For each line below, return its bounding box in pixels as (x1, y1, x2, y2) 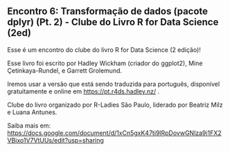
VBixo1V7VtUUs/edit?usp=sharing (7, 136, 104, 144)
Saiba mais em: (7, 121, 51, 130)
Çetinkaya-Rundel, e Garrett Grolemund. (7, 66, 123, 75)
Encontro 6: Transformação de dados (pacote (7, 6, 209, 17)
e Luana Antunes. (7, 107, 57, 116)
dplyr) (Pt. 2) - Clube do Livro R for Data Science (7, 17, 219, 28)
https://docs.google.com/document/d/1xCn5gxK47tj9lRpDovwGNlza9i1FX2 (7, 128, 222, 137)
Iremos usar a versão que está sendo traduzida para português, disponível (7, 80, 220, 88)
